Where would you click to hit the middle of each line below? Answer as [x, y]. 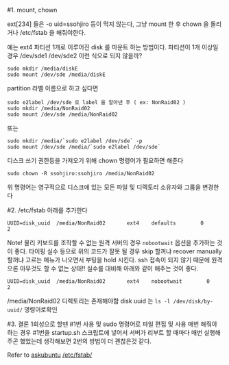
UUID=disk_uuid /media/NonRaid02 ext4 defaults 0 [106, 223]
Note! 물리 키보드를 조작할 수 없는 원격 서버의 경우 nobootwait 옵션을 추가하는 [111, 243]
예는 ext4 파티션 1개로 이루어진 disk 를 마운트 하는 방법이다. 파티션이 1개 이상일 [113, 47]
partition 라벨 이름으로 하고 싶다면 [53, 88]
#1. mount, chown [32, 10]
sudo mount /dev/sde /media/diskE [57, 75]
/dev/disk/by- [193, 301]
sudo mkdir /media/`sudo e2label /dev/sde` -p [75, 141]
